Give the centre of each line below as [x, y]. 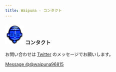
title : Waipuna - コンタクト [34, 10]
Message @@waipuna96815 [34, 64]
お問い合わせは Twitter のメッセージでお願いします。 [59, 54]
